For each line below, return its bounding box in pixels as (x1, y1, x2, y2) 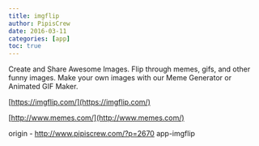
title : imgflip (8, 11, 60, 20)
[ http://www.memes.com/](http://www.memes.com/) (8, 113, 185, 122)
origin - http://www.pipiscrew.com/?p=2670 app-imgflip (8, 129, 196, 139)
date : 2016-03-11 (8, 27, 67, 35)
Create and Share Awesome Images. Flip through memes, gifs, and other (8, 64, 251, 74)
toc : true (8, 42, 42, 50)
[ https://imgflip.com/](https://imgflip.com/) (8, 97, 151, 107)
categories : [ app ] (8, 34, 70, 43)
